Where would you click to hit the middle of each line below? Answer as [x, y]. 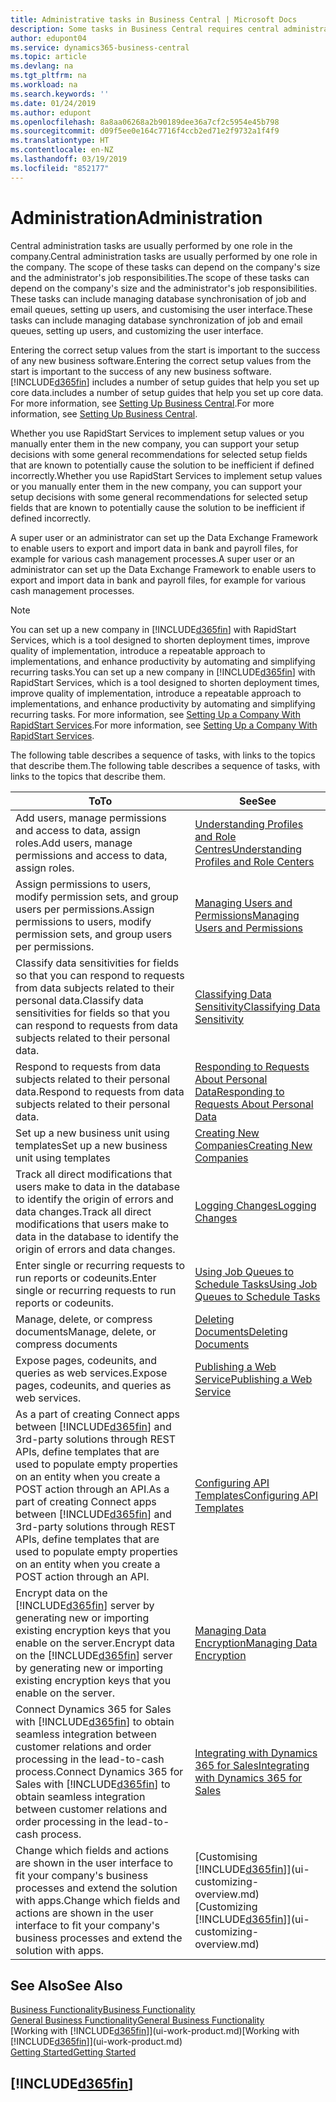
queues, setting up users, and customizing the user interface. [137, 330]
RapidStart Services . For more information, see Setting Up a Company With [164, 725]
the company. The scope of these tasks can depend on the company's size [165, 267]
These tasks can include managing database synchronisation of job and [158, 298]
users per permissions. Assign [85, 909]
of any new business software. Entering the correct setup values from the [161, 360]
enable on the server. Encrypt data [95, 1643]
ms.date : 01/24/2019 [53, 103]
